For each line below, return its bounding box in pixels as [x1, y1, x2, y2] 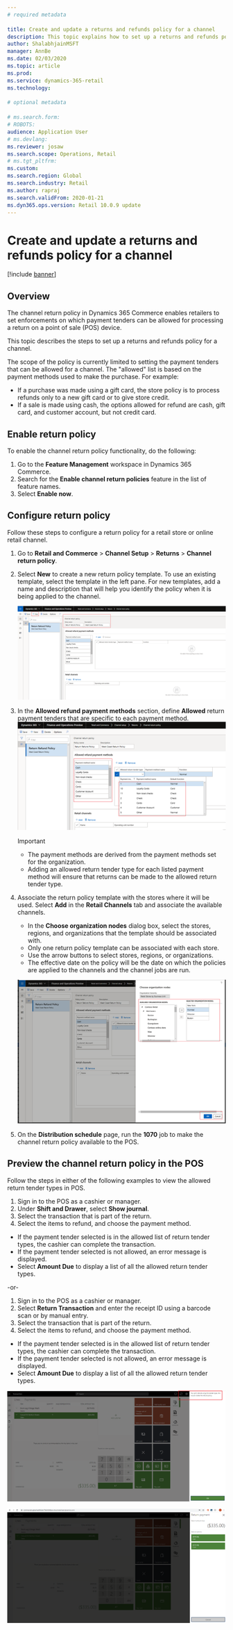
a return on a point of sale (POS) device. [7, 324, 123, 332]
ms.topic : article [7, 63, 60, 69]
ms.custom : [7, 165, 39, 172]
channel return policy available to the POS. [17, 1138, 139, 1146]
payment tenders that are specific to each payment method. [17, 714, 189, 722]
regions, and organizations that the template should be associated [27, 929, 217, 938]
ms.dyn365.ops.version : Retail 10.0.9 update [7, 201, 141, 208]
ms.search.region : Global [7, 172, 82, 180]
